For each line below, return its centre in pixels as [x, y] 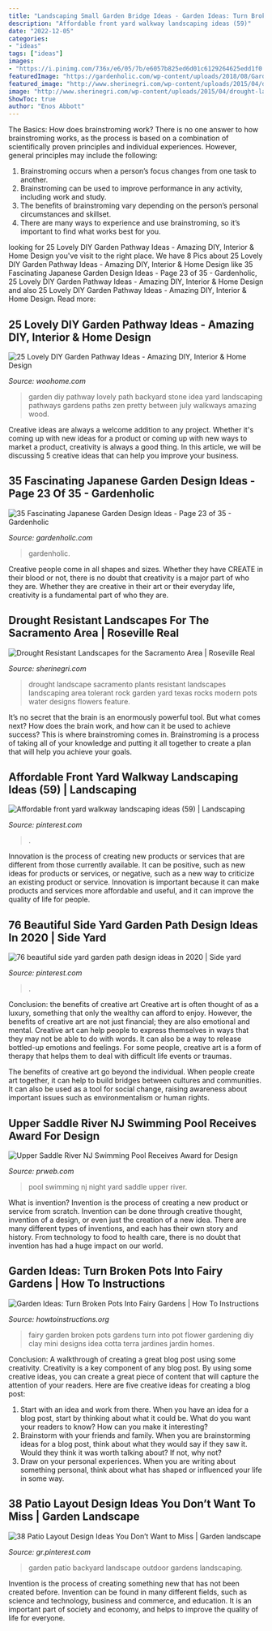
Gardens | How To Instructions [87, 1284]
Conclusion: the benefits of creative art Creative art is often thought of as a [134, 1005]
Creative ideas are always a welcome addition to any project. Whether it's [131, 429]
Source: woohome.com [47, 381]
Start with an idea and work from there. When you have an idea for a [134, 1409]
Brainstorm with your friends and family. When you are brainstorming [135, 1435]
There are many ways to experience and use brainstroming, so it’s [130, 223]
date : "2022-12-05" [41, 31]
